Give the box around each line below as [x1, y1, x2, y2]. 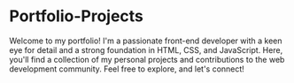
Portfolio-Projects [9, 6, 144, 26]
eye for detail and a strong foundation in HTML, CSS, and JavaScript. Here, [9, 44, 283, 55]
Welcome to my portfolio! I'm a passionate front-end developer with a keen [9, 35, 282, 46]
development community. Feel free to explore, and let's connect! [9, 64, 245, 74]
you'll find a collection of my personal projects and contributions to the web [9, 54, 285, 64]
